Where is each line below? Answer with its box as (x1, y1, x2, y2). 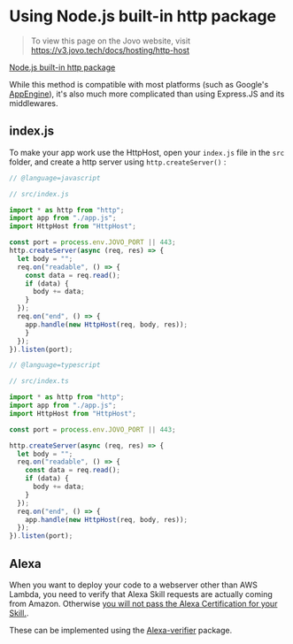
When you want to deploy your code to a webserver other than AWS (9, 579, 258, 590)
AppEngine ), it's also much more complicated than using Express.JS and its (9, 88, 285, 99)
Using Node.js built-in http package (9, 6, 277, 27)
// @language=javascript (9, 173, 101, 182)
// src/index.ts (9, 377, 69, 386)
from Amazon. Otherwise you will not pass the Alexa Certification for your (9, 598, 278, 609)
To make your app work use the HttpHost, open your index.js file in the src (9, 147, 285, 157)
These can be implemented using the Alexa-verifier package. (9, 625, 233, 635)
